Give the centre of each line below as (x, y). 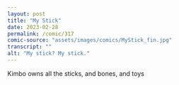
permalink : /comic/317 (41, 34)
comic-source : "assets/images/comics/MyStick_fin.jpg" (90, 40)
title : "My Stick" (34, 21)
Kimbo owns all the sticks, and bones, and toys (76, 73)
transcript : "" (30, 47)
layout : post (27, 14)
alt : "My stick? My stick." (49, 54)
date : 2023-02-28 (33, 27)
